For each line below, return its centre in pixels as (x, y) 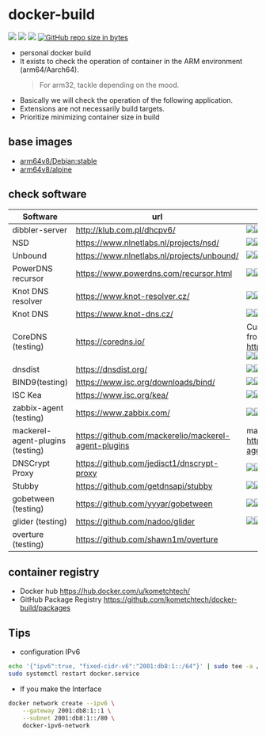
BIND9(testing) (40, 382)
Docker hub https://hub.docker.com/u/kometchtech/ (105, 591)
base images (40, 142)
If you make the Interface (61, 689)
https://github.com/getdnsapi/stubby (144, 486)
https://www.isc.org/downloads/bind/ (145, 382)
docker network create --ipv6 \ (61, 703)
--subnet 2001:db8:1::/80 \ (68, 718)
